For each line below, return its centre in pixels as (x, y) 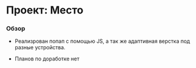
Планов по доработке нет (47, 59)
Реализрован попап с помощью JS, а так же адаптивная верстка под (102, 41)
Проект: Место (45, 10)
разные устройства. (40, 47)
